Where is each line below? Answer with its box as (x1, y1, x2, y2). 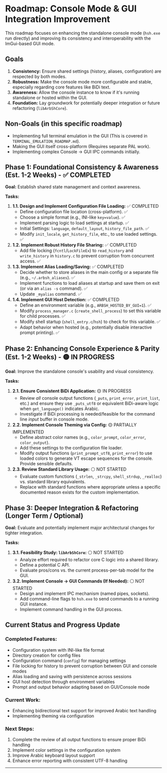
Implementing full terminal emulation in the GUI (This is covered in (12, 133, 148, 139)
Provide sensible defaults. (19, 461, 73, 467)
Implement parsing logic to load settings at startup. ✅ (19, 220, 129, 226)
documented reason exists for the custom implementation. (19, 489, 140, 495)
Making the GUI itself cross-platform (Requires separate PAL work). (12, 143, 151, 149)
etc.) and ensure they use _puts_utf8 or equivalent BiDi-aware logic (19, 401, 159, 407)
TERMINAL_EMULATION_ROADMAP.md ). (12, 138, 81, 144)
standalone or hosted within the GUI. (12, 94, 88, 100)
